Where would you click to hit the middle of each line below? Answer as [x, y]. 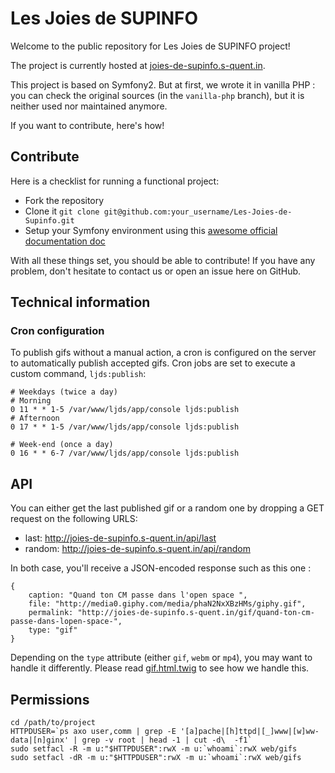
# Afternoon [35, 418]
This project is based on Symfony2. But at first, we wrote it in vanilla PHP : [163, 84]
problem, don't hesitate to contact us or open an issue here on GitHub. [156, 271]
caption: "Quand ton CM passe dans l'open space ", [138, 595]
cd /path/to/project [53, 723]
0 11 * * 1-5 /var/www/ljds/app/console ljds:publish [125, 410]
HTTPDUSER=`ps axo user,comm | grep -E [93, 732]
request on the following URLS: [74, 519]
